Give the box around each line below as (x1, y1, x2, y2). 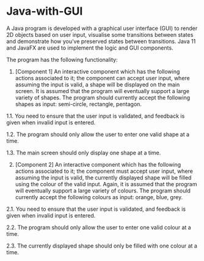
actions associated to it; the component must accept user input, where (15, 167, 194, 175)
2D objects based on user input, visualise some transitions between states (6, 31, 194, 38)
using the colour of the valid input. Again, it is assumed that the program (15, 180, 197, 187)
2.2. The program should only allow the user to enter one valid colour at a (6, 224, 191, 231)
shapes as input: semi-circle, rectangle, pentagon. (15, 100, 142, 108)
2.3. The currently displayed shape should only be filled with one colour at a (6, 242, 197, 249)
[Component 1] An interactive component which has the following (15, 67, 180, 75)
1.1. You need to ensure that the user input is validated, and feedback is (6, 112, 185, 119)
